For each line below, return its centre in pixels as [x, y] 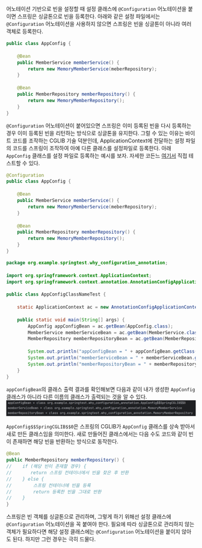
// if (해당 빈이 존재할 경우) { [46, 467]
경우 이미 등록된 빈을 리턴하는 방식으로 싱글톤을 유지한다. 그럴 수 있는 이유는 [95, 133]
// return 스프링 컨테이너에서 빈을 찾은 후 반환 [68, 473]
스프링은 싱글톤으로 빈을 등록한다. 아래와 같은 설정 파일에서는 [89, 16]
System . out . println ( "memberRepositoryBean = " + [90, 364]
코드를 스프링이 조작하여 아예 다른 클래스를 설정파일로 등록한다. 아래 [92, 148]
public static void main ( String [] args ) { [71, 320]
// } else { [25, 479]
